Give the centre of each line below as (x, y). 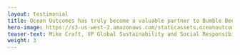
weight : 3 (22, 41)
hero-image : (25, 27)
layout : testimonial (38, 14)
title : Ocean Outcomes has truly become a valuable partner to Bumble (115, 21)
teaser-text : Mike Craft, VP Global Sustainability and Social (104, 34)
